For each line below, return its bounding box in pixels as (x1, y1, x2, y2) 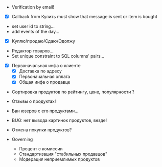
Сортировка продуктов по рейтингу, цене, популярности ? (11, 89, 135, 95)
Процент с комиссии (19, 146, 63, 152)
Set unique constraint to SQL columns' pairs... (11, 53, 105, 59)
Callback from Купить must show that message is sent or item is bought (11, 14, 158, 19)
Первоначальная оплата (19, 73, 70, 80)
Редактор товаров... (11, 48, 54, 54)
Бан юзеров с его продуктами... (11, 108, 79, 114)
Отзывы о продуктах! (11, 98, 56, 104)
